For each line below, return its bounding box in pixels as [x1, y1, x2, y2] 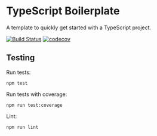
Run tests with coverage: [6, 91, 67, 98]
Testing [6, 52, 35, 63]
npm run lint [6, 124, 39, 130]
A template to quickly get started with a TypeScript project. [6, 24, 151, 31]
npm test [6, 80, 28, 86]
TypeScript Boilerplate [6, 4, 120, 18]
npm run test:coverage [6, 102, 63, 108]
